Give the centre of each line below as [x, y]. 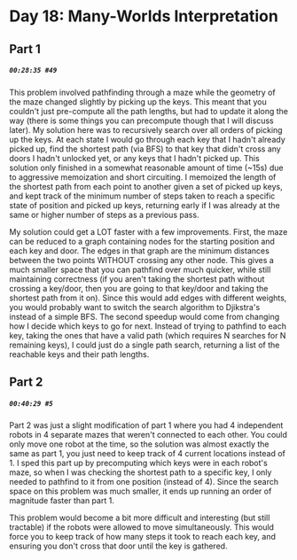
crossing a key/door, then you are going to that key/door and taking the [139, 288]
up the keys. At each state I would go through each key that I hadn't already [147, 139]
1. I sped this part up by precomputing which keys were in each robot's [138, 463]
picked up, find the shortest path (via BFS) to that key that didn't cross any [145, 149]
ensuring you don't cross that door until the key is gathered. [118, 546]
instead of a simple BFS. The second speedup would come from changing [145, 316]
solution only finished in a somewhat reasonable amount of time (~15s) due [146, 167]
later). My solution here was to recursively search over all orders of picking [146, 129]
